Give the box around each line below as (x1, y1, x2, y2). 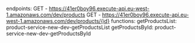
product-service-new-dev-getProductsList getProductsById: (6, 24, 154, 31)
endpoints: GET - (6, 5, 48, 12)
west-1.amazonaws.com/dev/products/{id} (6, 18, 110, 24)
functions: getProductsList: (111, 18, 177, 24)
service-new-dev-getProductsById (6, 30, 92, 37)
